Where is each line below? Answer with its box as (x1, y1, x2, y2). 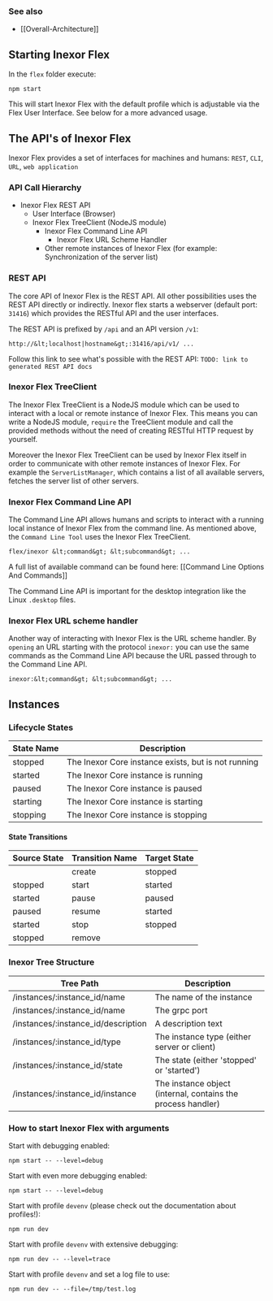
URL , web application (8, 161, 79, 171)
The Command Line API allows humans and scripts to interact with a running (8, 514, 264, 525)
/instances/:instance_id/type (12, 1036, 122, 1047)
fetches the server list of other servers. (8, 475, 140, 485)
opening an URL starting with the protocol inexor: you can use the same (8, 642, 249, 652)
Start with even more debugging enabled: (8, 1170, 148, 1180)
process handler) (154, 1098, 221, 1109)
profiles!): (8, 1209, 41, 1219)
